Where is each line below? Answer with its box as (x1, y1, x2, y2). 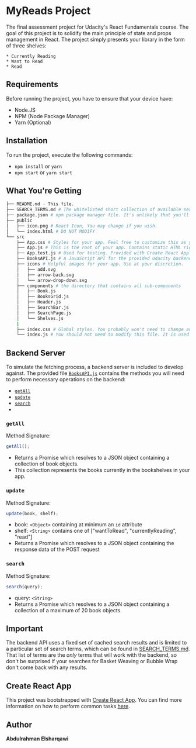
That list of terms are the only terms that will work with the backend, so (6, 652, 177, 659)
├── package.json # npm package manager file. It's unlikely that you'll (6, 212, 190, 218)
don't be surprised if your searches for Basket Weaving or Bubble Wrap (6, 658, 178, 665)
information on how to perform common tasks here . (6, 703, 130, 710)
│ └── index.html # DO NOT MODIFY (6, 228, 95, 235)
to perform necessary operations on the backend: (6, 376, 126, 383)
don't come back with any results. (6, 664, 87, 671)
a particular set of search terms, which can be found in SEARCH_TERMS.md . (6, 645, 191, 653)
